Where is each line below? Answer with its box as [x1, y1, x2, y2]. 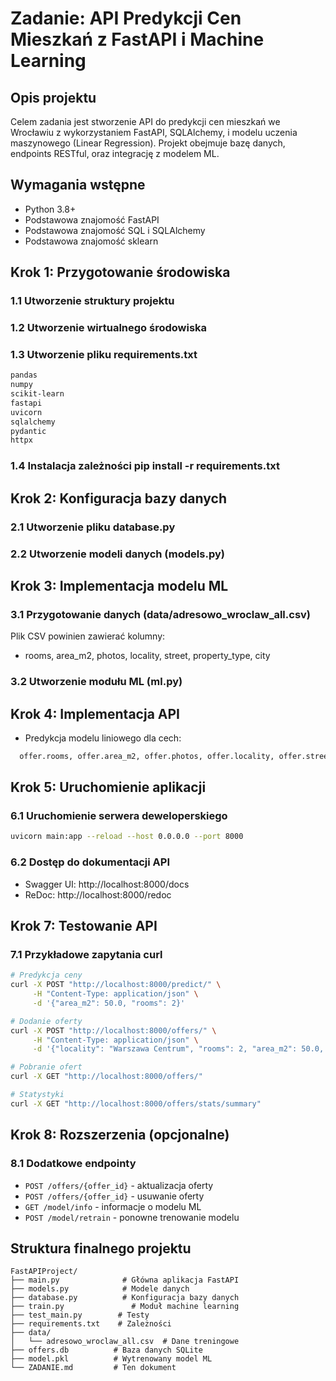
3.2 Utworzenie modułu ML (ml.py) [10, 675, 183, 689]
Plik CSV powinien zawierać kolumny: [10, 630, 166, 642]
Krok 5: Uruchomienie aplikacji [10, 779, 207, 796]
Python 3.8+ [24, 203, 77, 215]
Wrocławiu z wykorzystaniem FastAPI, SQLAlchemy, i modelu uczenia [10, 127, 298, 138]
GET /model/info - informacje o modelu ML [24, 1200, 202, 1212]
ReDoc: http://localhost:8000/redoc [24, 888, 172, 901]
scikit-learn [10, 389, 65, 399]
